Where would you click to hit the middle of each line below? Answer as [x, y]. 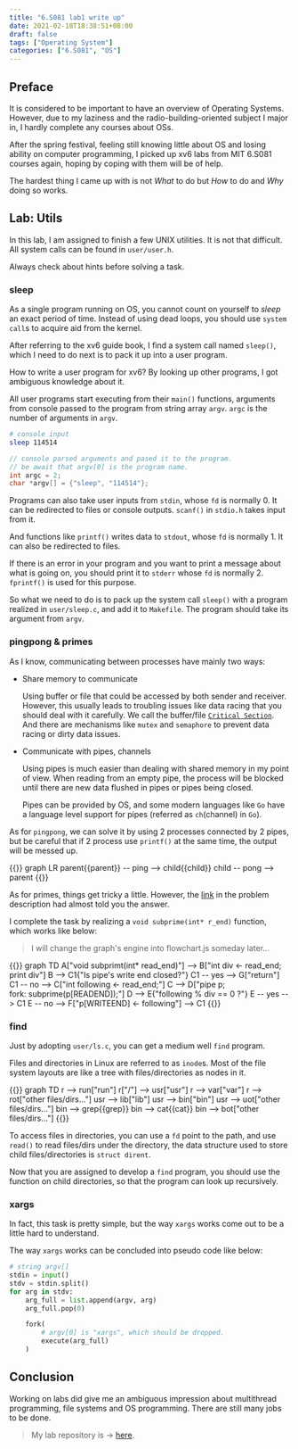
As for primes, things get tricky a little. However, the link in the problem [139, 894]
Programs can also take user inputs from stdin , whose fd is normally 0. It [143, 501]
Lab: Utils [36, 218]
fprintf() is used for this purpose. [73, 583]
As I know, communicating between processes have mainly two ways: [137, 661]
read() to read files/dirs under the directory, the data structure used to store [149, 1145]
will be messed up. [44, 850]
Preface [32, 87]
